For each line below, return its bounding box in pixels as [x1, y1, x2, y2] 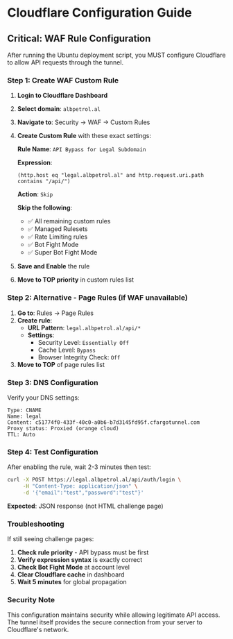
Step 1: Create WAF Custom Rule [7, 75, 119, 85]
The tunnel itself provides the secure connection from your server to [7, 618, 202, 627]
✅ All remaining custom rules [27, 217, 111, 225]
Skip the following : [17, 203, 73, 212]
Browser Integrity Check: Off [37, 352, 121, 361]
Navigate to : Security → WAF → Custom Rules [17, 118, 150, 126]
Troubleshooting [7, 519, 64, 529]
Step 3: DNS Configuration [7, 377, 98, 387]
